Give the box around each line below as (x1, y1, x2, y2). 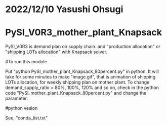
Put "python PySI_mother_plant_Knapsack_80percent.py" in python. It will (5, 68, 159, 74)
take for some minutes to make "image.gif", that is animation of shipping (5, 74, 156, 80)
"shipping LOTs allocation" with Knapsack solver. (5, 49, 108, 55)
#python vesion (5, 105, 38, 111)
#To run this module (5, 59, 47, 65)
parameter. (5, 95, 28, 102)
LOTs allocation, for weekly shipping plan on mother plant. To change (5, 79, 150, 86)
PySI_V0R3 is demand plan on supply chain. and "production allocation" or (5, 44, 161, 50)
